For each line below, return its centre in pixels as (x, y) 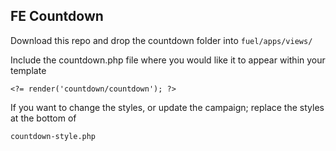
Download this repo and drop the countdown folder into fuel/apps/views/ (161, 40)
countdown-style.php (53, 136)
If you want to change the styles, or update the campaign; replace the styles (167, 107)
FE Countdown (57, 16)
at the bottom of (43, 118)
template (28, 70)
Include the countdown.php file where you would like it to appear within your (168, 60)
